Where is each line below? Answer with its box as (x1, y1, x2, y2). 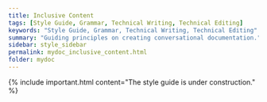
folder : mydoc (8, 56, 56, 64)
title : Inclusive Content (8, 11, 94, 20)
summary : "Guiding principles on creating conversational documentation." (8, 33, 261, 42)
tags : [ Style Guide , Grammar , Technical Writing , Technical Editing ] (8, 19, 244, 27)
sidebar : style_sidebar (8, 41, 87, 49)
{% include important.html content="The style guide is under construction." (8, 77, 256, 87)
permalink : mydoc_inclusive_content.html (8, 48, 148, 56)
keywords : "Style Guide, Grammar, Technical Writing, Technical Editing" (8, 26, 258, 34)
